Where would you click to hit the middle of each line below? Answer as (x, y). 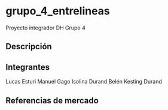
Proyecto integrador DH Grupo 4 (46, 28)
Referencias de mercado (52, 100)
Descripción (29, 47)
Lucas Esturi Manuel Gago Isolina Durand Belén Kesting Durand (84, 82)
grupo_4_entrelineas (58, 11)
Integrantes (28, 67)
